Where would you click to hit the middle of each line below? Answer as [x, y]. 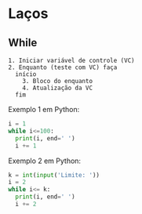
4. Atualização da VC [57, 88]
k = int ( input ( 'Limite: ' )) [54, 175]
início [26, 74]
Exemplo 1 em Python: [44, 109]
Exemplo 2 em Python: [44, 161]
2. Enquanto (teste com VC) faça [63, 67]
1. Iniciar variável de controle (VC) [71, 60]
